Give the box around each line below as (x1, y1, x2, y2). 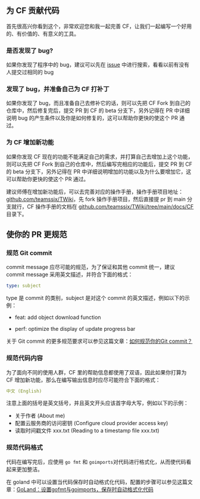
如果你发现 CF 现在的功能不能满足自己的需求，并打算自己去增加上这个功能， (6, 153, 193, 160)
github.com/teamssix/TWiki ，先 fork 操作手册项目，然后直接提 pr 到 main (6, 196, 186, 203)
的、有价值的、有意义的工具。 (6, 30, 79, 37)
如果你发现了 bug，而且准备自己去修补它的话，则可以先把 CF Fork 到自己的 (6, 100, 190, 107)
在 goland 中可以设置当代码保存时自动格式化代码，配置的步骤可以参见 (6, 478, 177, 485)
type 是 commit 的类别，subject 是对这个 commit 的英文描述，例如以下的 (6, 295, 185, 302)
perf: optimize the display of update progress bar (14, 326, 136, 333)
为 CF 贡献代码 (6, 5, 60, 16)
